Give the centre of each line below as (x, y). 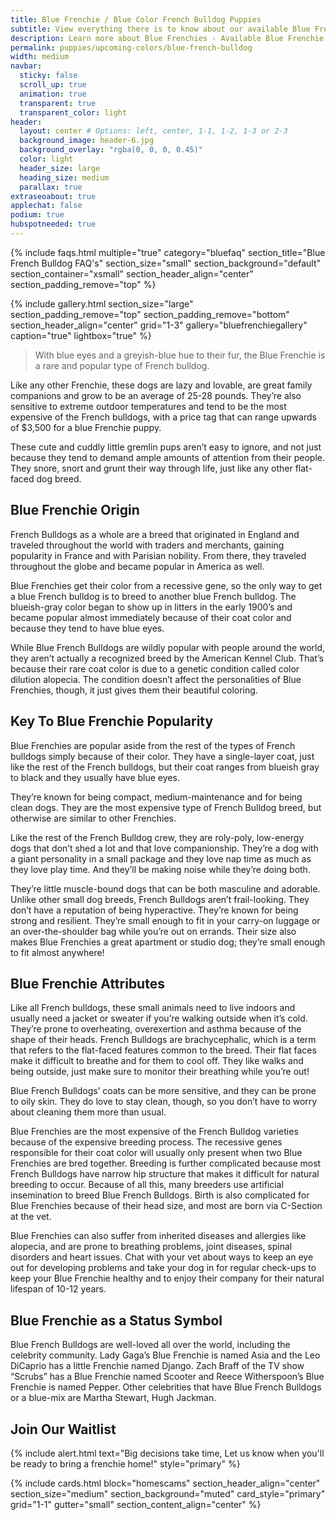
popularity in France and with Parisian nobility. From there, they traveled (158, 555)
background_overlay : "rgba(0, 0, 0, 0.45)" (111, 150)
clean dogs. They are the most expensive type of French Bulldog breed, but (166, 807)
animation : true (53, 94)
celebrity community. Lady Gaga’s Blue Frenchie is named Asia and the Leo (165, 1355)
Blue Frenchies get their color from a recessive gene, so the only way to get (166, 585)
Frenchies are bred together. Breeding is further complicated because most (166, 1163)
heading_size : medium (64, 177)
